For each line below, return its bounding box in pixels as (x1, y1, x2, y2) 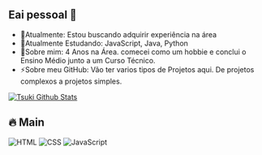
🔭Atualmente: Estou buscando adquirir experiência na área (19, 29, 217, 39)
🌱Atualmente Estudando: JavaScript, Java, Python (19, 38, 189, 48)
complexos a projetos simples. (19, 76, 122, 86)
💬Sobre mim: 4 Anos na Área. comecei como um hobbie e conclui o (19, 46, 247, 57)
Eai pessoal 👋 (8, 8, 77, 22)
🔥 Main (8, 115, 45, 130)
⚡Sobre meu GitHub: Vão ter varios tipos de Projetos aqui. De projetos (19, 64, 255, 74)
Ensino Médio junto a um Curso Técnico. (19, 55, 156, 65)
